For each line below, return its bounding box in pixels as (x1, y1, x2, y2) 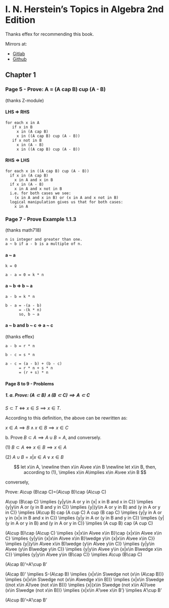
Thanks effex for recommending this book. (5, 31, 94, 37)
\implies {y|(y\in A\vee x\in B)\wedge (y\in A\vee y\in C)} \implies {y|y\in (5, 540, 155, 547)
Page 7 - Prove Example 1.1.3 (5, 215, 77, 223)
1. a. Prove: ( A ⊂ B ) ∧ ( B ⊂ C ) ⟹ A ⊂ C (5, 392, 90, 398)
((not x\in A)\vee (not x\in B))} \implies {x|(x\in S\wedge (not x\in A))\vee (5, 582, 156, 588)
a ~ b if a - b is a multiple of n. (5, 241, 82, 246)
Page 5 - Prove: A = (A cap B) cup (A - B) (5, 86, 106, 93)
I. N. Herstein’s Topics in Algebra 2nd (5, 4, 164, 15)
